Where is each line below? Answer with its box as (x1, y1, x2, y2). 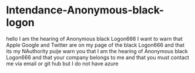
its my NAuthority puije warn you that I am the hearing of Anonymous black (6, 47, 188, 54)
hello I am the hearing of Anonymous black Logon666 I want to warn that (6, 35, 183, 42)
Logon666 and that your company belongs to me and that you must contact (6, 54, 190, 61)
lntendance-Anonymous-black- (6, 4, 164, 17)
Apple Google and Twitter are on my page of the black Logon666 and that (6, 41, 185, 48)
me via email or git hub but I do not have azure (6, 60, 119, 67)
